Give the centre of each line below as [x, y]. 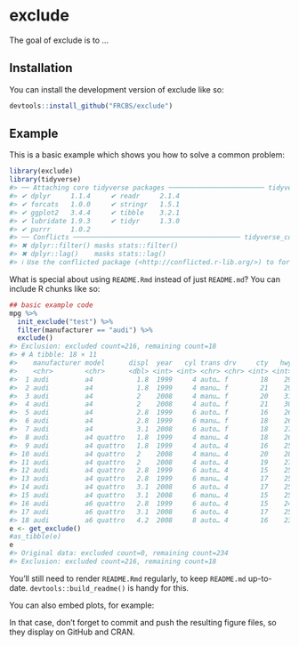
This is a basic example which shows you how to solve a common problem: [147, 155]
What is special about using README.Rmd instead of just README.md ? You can [145, 279]
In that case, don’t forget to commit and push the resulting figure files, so [143, 622]
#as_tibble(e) [36, 537]
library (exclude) [41, 171]
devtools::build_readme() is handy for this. [109, 587]
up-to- [260, 578]
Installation [41, 68]
